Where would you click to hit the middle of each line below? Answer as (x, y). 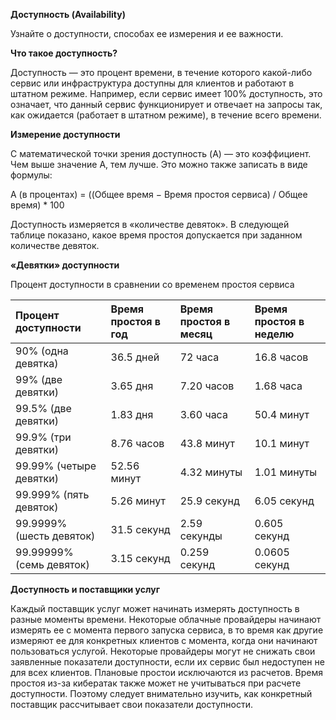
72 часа (199, 357)
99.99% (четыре (56, 466)
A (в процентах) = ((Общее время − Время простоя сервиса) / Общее (159, 194)
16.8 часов (281, 357)
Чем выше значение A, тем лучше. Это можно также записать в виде (159, 164)
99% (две (39, 379)
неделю (274, 334)
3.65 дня (132, 386)
